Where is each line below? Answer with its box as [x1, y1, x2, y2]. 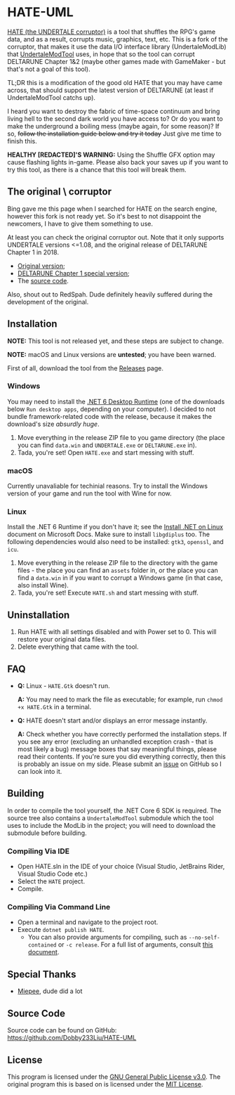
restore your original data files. [17, 635, 107, 644]
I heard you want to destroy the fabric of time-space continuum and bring [7, 107, 220, 115]
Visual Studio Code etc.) [17, 869, 88, 879]
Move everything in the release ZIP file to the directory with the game [17, 559, 218, 567]
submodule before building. [7, 829, 87, 837]
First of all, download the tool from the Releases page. [7, 363, 163, 372]
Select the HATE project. [17, 877, 86, 886]
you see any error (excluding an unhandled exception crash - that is [17, 737, 214, 746]
